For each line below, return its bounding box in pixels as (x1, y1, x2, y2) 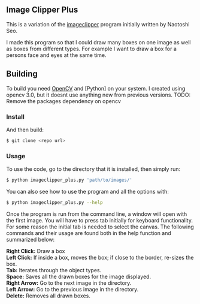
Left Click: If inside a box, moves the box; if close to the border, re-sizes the (6, 254, 194, 261)
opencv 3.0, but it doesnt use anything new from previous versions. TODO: (6, 91, 190, 98)
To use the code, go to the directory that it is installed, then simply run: (6, 165, 181, 173)
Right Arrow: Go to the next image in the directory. (6, 279, 132, 287)
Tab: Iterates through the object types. (6, 266, 102, 273)
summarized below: (6, 236, 55, 243)
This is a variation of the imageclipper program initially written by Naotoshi (6, 20, 190, 28)
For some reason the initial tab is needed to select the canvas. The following (6, 223, 195, 230)
